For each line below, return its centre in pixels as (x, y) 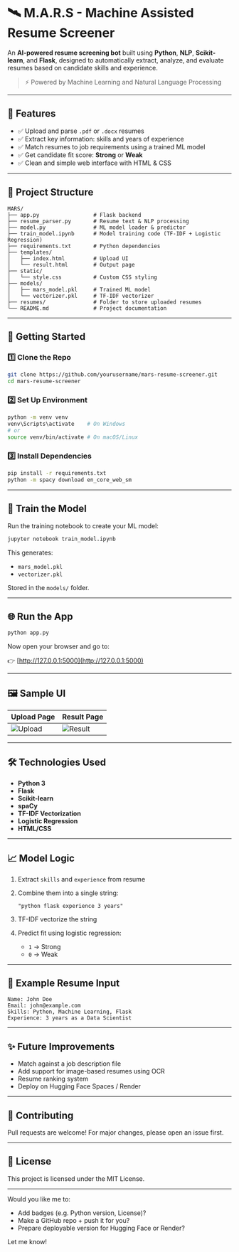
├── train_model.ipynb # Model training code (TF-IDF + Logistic (114, 234)
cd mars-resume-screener (44, 381)
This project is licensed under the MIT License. (76, 1178)
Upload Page (33, 717)
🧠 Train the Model (47, 509)
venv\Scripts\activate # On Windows (67, 424)
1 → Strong (44, 946)
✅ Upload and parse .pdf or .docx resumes (81, 131)
